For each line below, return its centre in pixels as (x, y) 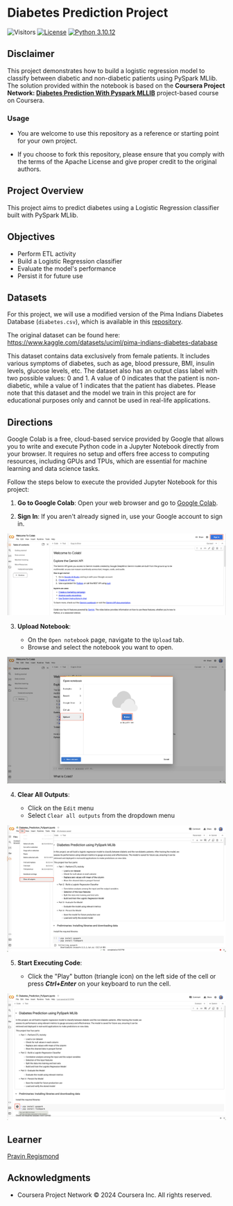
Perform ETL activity (46, 254)
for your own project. (47, 141)
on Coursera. (26, 100)
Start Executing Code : (50, 963)
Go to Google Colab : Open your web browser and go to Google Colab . (118, 503)
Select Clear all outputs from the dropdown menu (101, 815)
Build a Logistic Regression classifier (70, 261)
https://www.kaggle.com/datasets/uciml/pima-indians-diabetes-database (112, 343)
